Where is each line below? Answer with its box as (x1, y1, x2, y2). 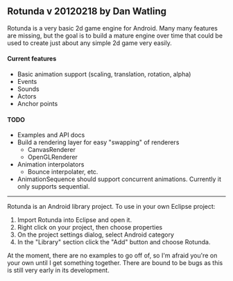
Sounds (17, 85, 40, 93)
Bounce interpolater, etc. (27, 168, 98, 176)
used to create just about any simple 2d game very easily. (7, 38, 172, 47)
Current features (7, 55, 57, 63)
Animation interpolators (17, 160, 85, 169)
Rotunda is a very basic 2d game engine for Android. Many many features (7, 24, 218, 32)
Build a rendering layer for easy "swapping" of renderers (17, 138, 180, 146)
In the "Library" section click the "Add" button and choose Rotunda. (17, 238, 211, 246)
